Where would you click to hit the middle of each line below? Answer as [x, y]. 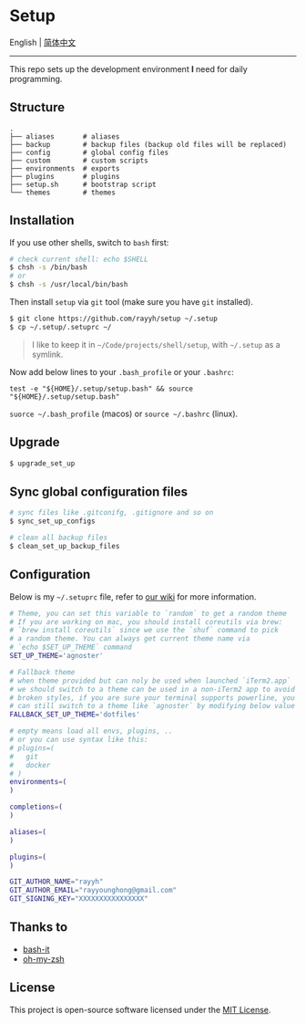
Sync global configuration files [99, 491]
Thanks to [39, 927]
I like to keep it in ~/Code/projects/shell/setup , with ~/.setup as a [156, 344]
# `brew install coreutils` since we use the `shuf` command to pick [144, 631]
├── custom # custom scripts [79, 161]
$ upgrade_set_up [42, 463]
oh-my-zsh [44, 958]
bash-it [36, 949]
